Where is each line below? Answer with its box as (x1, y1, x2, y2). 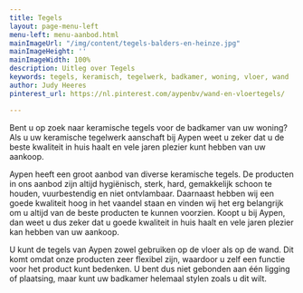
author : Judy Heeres (9, 81, 88, 90)
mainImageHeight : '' (9, 47, 88, 56)
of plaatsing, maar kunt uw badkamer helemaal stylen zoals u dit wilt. (9, 273, 267, 284)
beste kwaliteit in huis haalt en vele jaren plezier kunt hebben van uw (9, 142, 266, 152)
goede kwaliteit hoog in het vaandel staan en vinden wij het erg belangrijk (9, 197, 284, 209)
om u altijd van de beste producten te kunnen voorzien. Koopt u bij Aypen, (9, 207, 286, 218)
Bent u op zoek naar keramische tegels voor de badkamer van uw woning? (9, 122, 288, 132)
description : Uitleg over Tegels (9, 64, 136, 73)
